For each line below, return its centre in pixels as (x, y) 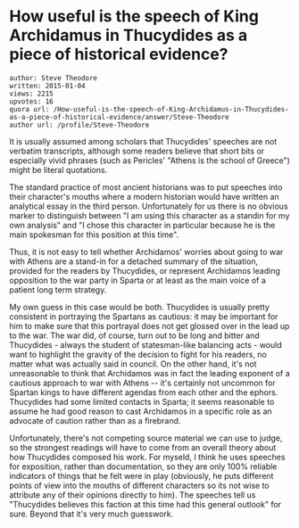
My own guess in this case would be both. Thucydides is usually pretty (140, 307)
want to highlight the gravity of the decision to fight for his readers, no (138, 354)
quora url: (29, 109)
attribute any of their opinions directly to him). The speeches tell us (133, 495)
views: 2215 (31, 94)
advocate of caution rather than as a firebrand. (95, 420)
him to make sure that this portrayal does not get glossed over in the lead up (149, 326)
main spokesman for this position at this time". (94, 235)
